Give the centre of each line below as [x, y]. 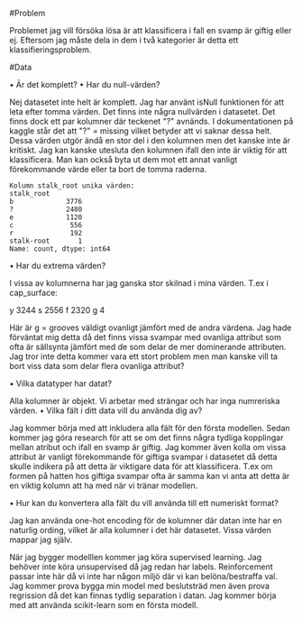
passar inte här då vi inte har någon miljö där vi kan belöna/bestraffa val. [143, 576]
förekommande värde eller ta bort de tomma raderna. [108, 169]
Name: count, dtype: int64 [60, 249]
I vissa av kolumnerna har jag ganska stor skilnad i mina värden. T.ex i [139, 283]
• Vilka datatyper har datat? [61, 383]
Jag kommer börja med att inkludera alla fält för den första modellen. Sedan [150, 428]
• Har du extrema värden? [58, 266]
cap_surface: [34, 293]
